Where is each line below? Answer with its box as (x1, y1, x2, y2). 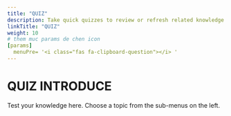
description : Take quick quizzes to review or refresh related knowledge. (7, 17, 228, 23)
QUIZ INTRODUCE (7, 79, 112, 94)
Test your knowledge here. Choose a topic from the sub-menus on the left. (7, 101, 220, 109)
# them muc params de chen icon (7, 36, 100, 43)
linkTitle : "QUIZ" (7, 23, 60, 30)
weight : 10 (7, 29, 39, 37)
